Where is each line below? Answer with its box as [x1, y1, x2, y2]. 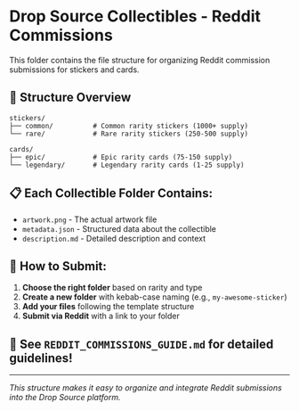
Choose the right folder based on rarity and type [21, 283, 203, 293]
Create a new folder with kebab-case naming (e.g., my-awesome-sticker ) [21, 292, 287, 302]
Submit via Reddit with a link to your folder [21, 310, 180, 322]
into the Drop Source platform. [9, 392, 121, 403]
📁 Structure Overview [9, 90, 132, 105]
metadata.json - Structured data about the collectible [21, 223, 216, 234]
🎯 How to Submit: [9, 259, 107, 274]
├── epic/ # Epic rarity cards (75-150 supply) [9, 152, 233, 161]
